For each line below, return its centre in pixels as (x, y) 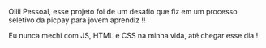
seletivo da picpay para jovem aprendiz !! (77, 20)
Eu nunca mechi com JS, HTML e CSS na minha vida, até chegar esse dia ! (133, 36)
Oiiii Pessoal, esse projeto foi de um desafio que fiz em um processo (123, 12)
